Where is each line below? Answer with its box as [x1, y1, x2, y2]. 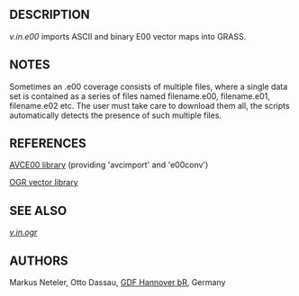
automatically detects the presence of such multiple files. [9, 110, 222, 121]
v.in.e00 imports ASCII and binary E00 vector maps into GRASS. [9, 31, 247, 41]
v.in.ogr [9, 227, 38, 238]
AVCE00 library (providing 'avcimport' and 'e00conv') [9, 159, 209, 170]
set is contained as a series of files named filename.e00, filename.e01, [9, 90, 270, 102]
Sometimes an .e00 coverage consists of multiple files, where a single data [9, 81, 288, 92]
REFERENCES [9, 136, 87, 151]
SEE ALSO [9, 202, 68, 219]
